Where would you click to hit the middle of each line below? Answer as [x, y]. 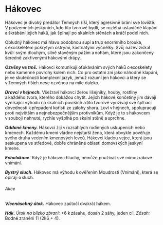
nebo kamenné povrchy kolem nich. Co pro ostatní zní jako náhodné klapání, [82, 72]
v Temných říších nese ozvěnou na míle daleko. [52, 83]
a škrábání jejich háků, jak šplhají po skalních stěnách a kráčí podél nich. [77, 33]
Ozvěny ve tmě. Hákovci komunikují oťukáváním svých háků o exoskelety [79, 67]
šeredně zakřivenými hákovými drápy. [43, 57]
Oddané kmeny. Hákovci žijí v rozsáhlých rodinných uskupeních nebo [75, 127]
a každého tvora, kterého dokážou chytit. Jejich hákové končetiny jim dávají [81, 97]
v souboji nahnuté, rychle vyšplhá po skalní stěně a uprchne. [65, 118]
